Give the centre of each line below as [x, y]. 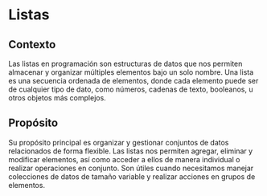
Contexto [32, 45]
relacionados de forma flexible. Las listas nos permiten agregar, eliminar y [131, 151]
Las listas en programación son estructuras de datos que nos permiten [125, 63]
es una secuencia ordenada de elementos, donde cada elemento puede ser [133, 81]
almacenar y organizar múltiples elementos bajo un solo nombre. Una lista [131, 72]
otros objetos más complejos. [57, 98]
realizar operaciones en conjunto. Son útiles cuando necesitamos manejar [131, 168]
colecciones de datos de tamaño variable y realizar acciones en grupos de [132, 176]
